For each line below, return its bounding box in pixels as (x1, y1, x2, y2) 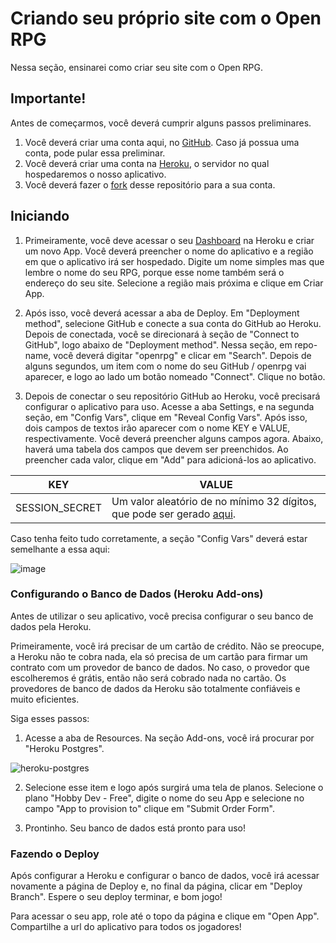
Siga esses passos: (10, 712, 90, 724)
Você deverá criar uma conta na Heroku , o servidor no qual (24, 157, 270, 169)
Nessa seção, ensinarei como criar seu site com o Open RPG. (10, 61, 264, 73)
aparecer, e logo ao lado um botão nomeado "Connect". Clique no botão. (24, 370, 326, 382)
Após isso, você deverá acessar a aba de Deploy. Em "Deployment (24, 307, 300, 319)
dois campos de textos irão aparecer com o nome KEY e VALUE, (24, 422, 291, 434)
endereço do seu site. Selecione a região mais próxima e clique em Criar (24, 277, 324, 289)
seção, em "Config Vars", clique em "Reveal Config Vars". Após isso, (24, 411, 308, 423)
